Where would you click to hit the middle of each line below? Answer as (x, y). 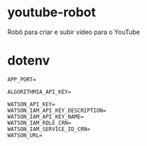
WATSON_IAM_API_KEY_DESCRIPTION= (57, 111)
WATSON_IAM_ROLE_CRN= (39, 123)
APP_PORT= (22, 79)
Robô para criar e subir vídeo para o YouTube (74, 32)
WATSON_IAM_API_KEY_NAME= (45, 117)
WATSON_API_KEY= (31, 104)
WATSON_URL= (25, 135)
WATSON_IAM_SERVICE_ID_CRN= (49, 129)
